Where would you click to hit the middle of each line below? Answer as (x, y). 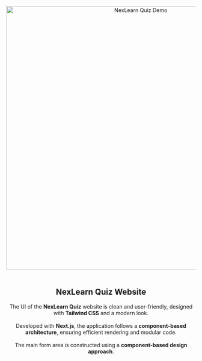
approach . (101, 351)
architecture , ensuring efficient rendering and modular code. (101, 332)
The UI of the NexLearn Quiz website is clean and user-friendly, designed (101, 306)
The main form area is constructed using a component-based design (101, 345)
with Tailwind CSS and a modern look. (101, 313)
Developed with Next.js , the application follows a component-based (101, 325)
